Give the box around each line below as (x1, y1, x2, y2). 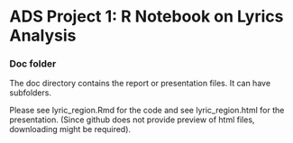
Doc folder (9, 58, 57, 70)
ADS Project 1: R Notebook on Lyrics (9, 6, 284, 27)
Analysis (9, 25, 77, 46)
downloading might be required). (9, 124, 132, 135)
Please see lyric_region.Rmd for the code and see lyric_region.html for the (9, 105, 285, 116)
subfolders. (9, 87, 52, 98)
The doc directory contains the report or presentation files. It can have (9, 78, 271, 89)
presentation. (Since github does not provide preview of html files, (9, 114, 255, 125)
